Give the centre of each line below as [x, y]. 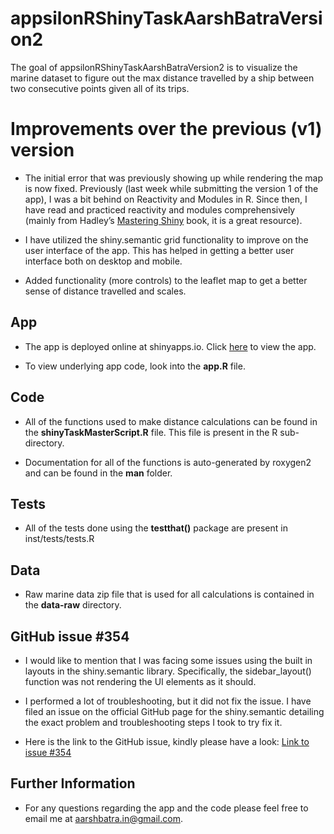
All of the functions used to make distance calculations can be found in [171, 421]
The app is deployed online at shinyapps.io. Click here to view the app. [170, 346]
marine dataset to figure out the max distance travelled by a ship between [162, 78]
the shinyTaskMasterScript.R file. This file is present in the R [151, 432]
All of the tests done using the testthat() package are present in [156, 528]
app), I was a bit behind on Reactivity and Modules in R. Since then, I [166, 199]
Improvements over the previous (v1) [166, 129]
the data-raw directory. [73, 605]
